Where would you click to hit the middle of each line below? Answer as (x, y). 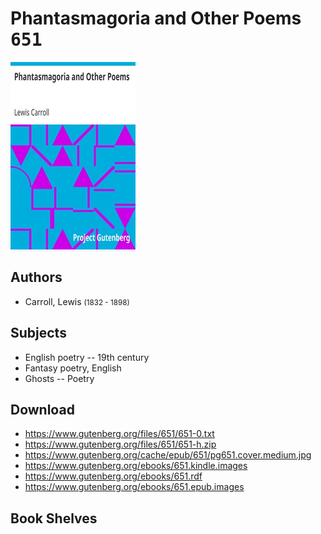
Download (42, 409)
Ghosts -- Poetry (59, 378)
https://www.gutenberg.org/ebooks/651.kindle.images (136, 466)
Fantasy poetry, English (73, 368)
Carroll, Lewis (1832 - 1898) (77, 301)
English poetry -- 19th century (87, 357)
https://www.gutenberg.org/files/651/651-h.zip (120, 444)
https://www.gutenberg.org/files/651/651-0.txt (119, 434)
